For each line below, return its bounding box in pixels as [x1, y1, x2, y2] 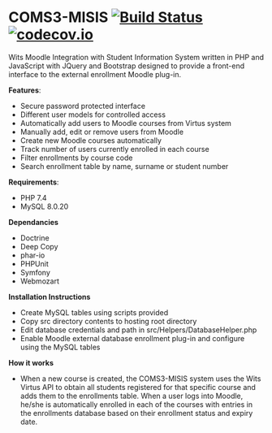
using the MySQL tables [19, 342, 101, 352]
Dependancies [8, 217, 59, 227]
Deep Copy [19, 241, 58, 251]
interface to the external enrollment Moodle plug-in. [8, 69, 182, 79]
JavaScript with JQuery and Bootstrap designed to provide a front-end [8, 61, 245, 71]
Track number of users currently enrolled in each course [19, 144, 209, 154]
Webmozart [19, 276, 59, 286]
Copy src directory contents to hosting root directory [19, 316, 197, 326]
